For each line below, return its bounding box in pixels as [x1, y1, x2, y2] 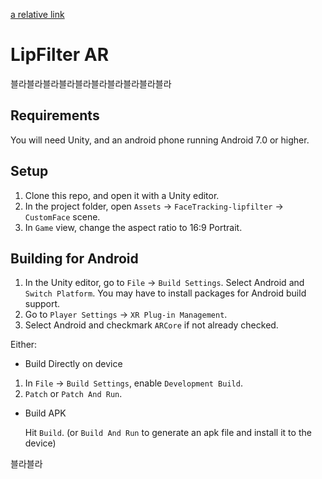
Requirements [10, 107, 100, 124]
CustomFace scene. [24, 210, 101, 223]
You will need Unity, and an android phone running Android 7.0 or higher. [10, 134, 310, 146]
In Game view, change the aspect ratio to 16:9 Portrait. [24, 221, 243, 233]
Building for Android [10, 250, 139, 267]
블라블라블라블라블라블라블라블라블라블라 [10, 77, 172, 89]
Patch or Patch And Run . [24, 388, 123, 400]
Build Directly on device [24, 358, 123, 370]
